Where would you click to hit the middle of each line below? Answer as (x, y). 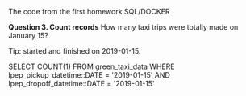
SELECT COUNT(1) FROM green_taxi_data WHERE (92, 66)
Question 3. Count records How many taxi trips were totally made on (123, 27)
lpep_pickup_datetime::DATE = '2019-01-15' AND (90, 75)
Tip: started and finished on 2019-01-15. (75, 51)
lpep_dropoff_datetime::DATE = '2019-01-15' (81, 84)
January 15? (28, 36)
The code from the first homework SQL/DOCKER (90, 12)
